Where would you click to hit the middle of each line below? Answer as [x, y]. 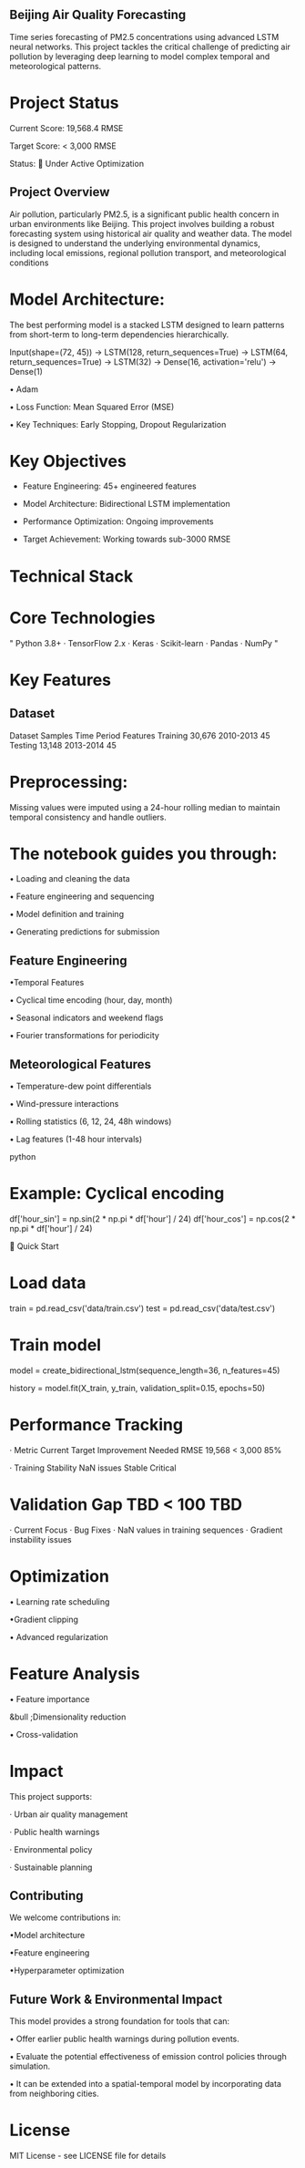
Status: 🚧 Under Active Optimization [76, 163]
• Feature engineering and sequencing [82, 896]
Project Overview [60, 192]
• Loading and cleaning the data [70, 879]
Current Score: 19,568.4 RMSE [66, 128]
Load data [48, 1283]
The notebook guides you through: [143, 854]
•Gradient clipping [44, 1619]
